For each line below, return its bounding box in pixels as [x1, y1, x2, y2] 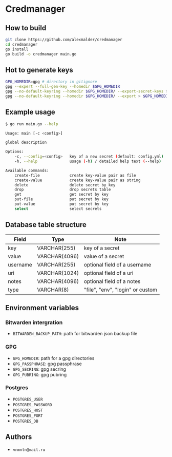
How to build [5, 24, 47, 32]
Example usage [5, 108, 55, 117]
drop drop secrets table [14, 187, 111, 193]
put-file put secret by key [14, 197, 109, 202]
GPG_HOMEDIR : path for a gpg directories [12, 355, 95, 361]
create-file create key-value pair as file [14, 173, 137, 178]
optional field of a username [83, 261, 152, 268]
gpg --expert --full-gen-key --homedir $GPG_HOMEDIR [5, 84, 120, 89]
